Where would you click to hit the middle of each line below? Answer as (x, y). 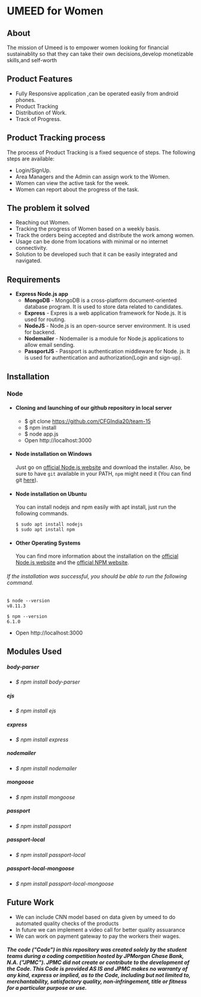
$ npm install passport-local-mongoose (65, 883)
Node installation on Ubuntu (51, 494)
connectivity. (31, 248)
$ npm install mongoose (45, 797)
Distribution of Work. (41, 113)
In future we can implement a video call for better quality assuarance (100, 929)
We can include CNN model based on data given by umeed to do (95, 917)
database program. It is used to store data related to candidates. (103, 307)
